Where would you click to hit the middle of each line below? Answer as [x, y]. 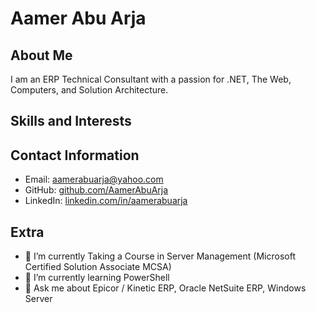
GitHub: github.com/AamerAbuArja [96, 190]
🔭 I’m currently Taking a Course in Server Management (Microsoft [160, 256]
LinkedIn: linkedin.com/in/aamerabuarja [106, 201]
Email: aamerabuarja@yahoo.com [94, 179]
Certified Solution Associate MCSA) [98, 267]
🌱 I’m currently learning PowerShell [97, 278]
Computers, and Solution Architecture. [89, 90]
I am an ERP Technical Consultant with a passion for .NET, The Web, [151, 79]
